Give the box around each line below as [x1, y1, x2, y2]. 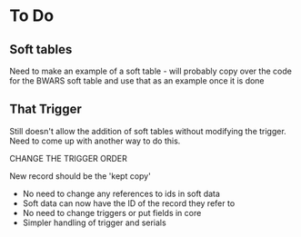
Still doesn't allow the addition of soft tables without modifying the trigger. [9, 125, 286, 136]
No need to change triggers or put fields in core [22, 207, 202, 218]
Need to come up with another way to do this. [9, 135, 181, 146]
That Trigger [9, 102, 82, 117]
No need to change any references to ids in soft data [22, 188, 221, 199]
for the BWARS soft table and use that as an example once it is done [9, 75, 266, 86]
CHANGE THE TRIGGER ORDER [9, 153, 127, 163]
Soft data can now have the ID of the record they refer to [22, 197, 236, 209]
